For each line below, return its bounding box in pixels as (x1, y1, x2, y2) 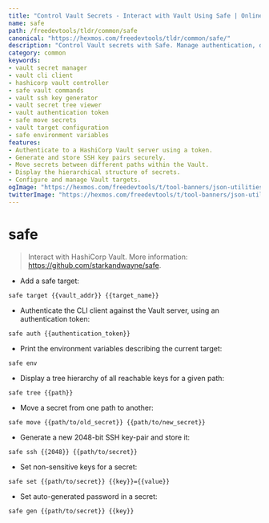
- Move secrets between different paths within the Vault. (8, 161, 210, 169)
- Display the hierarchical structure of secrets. (8, 168, 181, 176)
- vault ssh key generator (8, 94, 98, 102)
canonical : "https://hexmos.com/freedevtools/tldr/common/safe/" (8, 34, 231, 43)
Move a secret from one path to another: (19, 403, 154, 412)
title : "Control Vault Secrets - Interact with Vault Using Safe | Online (8, 11, 263, 20)
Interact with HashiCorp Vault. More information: (27, 252, 188, 261)
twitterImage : (8, 190, 56, 199)
